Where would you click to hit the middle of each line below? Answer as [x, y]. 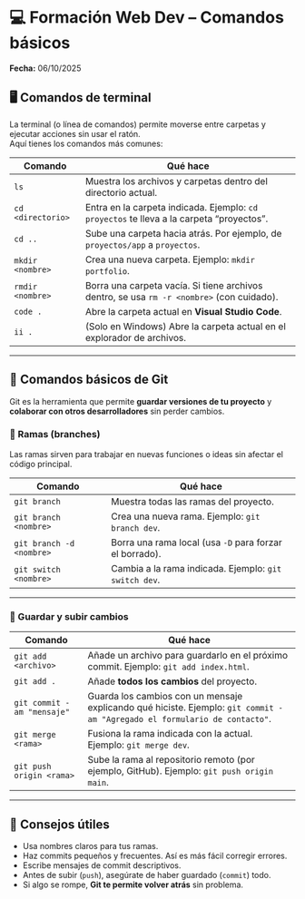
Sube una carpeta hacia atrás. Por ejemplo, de [183, 233]
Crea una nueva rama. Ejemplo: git [185, 516]
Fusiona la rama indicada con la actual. [170, 734]
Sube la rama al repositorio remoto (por [172, 760]
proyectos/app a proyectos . [143, 244]
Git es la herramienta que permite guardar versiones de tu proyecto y [141, 401]
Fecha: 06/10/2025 [45, 68]
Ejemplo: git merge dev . [139, 745]
